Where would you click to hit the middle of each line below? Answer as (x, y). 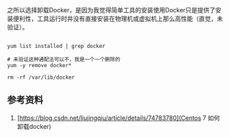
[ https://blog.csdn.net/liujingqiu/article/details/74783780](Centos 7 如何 (118, 118)
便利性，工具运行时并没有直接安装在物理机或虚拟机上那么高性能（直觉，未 (118, 18)
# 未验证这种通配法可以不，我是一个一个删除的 (64, 60)
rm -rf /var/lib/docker (41, 77)
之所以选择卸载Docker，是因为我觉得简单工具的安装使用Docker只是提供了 (111, 10)
